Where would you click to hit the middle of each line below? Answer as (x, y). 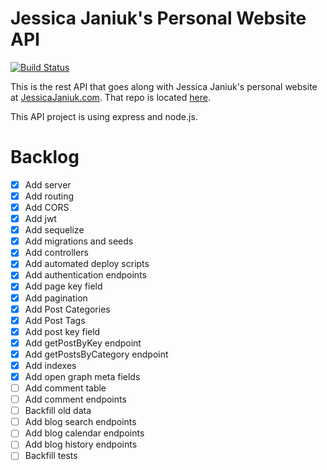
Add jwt (40, 219)
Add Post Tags (55, 320)
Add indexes (50, 365)
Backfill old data (58, 411)
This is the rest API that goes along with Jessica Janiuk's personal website (164, 86)
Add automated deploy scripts (87, 264)
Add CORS (47, 207)
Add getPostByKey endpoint (83, 343)
